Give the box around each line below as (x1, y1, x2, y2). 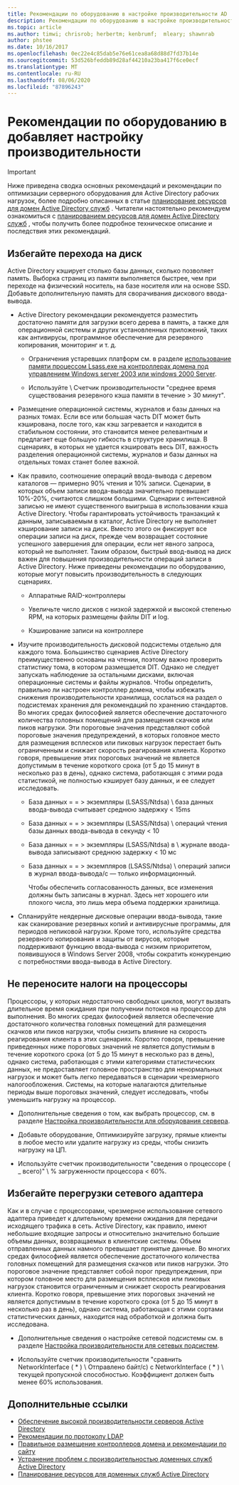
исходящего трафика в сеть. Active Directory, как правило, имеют (7, 1222, 208, 1230)
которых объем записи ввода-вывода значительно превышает (17, 487, 210, 495)
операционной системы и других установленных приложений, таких (17, 325, 228, 334)
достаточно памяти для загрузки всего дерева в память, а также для (17, 318, 229, 326)
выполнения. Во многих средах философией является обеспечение (7, 1012, 215, 1020)
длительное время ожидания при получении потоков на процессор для (7, 1004, 226, 1013)
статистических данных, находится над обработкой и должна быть (7, 1312, 213, 1321)
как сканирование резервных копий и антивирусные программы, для (17, 920, 231, 928)
